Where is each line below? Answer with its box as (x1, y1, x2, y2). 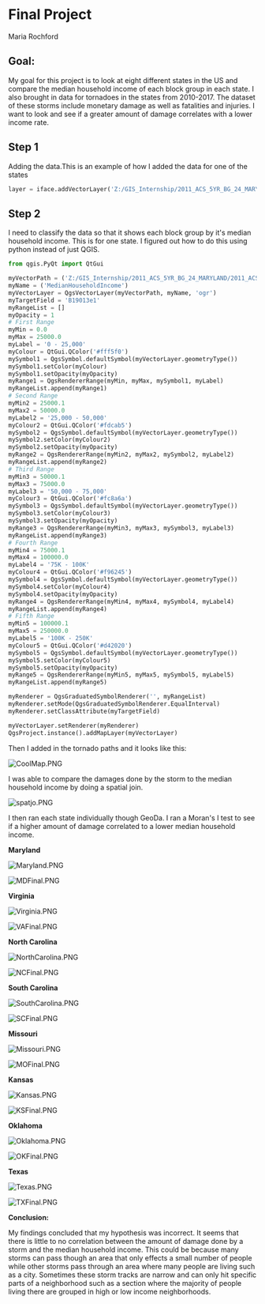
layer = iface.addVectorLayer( (8, 185, 111, 193)
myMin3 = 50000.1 (8, 473, 65, 481)
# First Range (8, 318, 55, 326)
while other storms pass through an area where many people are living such (8, 1261, 256, 1271)
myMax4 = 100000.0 (8, 553, 69, 562)
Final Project (8, 6, 92, 24)
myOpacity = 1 (8, 311, 55, 319)
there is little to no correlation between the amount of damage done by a (8, 1236, 244, 1246)
